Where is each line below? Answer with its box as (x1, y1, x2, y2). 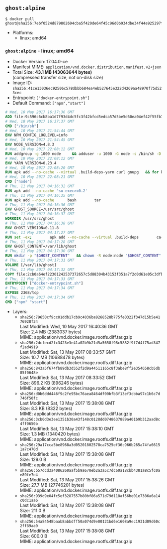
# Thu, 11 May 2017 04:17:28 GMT (5, 239, 75, 244)
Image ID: (12, 80, 32, 86)
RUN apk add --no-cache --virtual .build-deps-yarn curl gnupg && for (5, 170, 159, 175)
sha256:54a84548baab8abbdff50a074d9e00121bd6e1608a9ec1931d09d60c (19, 519, 161, 524)
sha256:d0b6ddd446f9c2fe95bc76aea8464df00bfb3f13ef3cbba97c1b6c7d (19, 391, 161, 396)
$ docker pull (5, 16, 35, 21)
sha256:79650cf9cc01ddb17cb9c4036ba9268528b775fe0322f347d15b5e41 (19, 314, 161, 320)
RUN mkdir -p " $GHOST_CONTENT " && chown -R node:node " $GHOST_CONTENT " (5, 253, 162, 259)
